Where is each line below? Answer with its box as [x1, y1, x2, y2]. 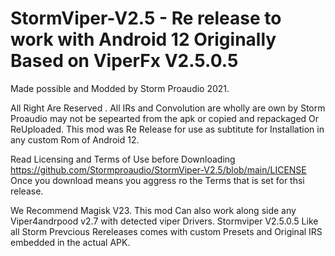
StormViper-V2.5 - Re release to [10, 7, 282, 30]
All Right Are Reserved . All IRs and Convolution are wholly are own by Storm [10, 102, 326, 114]
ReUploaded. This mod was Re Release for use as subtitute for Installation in [10, 123, 325, 135]
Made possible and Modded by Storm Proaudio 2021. [10, 82, 230, 94]
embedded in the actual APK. [10, 236, 131, 248]
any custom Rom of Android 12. [10, 133, 140, 146]
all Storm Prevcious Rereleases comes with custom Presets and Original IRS [10, 225, 323, 237]
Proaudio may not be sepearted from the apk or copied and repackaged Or [10, 112, 320, 124]
